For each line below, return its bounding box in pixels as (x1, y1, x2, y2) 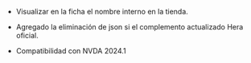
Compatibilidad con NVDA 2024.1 (15, 46, 126, 55)
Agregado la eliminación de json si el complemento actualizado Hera (15, 22, 244, 31)
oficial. (15, 31, 39, 40)
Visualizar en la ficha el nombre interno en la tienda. (15, 7, 189, 16)
